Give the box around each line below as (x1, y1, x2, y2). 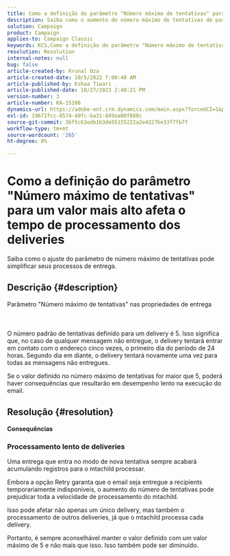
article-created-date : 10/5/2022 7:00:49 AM (7, 74, 136, 81)
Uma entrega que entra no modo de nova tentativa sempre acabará (7, 457, 197, 465)
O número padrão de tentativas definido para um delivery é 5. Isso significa (7, 329, 220, 337)
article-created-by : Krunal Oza (7, 67, 99, 74)
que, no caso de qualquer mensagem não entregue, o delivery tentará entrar (7, 336, 223, 344)
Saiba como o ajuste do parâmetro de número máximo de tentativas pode (7, 255, 214, 263)
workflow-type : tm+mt (7, 125, 69, 132)
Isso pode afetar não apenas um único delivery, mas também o (7, 506, 185, 514)
